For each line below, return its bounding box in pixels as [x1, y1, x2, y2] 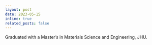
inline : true [5, 16, 32, 21]
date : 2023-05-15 [5, 12, 41, 17]
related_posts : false [5, 21, 50, 26]
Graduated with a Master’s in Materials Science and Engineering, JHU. [5, 34, 148, 40]
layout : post [5, 7, 32, 12]
